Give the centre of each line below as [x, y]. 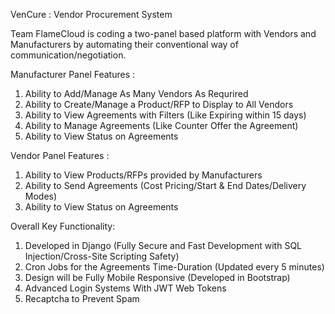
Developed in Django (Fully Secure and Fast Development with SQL [163, 245]
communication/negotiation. [68, 55]
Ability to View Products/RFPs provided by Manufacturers [143, 175]
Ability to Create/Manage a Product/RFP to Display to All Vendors [159, 104]
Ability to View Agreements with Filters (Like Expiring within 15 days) [165, 115]
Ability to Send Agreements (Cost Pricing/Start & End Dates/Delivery [165, 185]
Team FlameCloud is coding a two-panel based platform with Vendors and [163, 33]
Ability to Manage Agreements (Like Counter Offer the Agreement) [161, 125]
